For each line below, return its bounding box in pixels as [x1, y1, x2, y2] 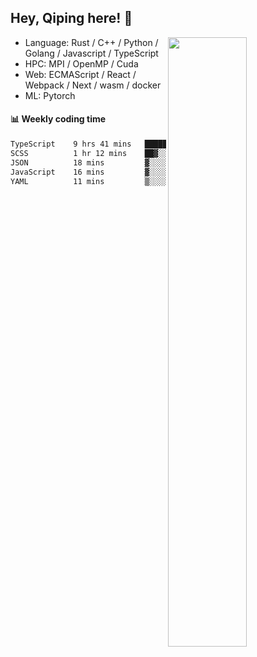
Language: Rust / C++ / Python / [24, 36, 159, 48]
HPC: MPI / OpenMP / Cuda [24, 57, 139, 70]
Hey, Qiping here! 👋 [10, 10, 133, 27]
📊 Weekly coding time [10, 113, 107, 125]
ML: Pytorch [24, 89, 76, 101]
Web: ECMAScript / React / [24, 68, 137, 80]
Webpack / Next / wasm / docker [24, 79, 162, 91]
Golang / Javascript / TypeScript [24, 47, 159, 59]
